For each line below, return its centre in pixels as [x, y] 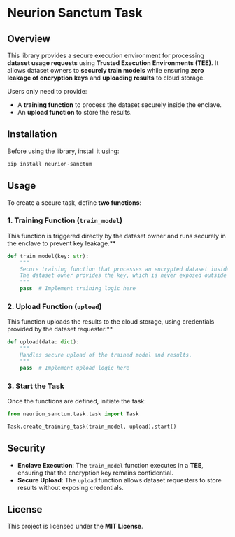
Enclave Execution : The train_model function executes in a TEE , [111, 465]
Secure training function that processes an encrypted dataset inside [125, 269]
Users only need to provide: [47, 91]
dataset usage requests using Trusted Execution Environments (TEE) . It [113, 63]
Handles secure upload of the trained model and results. [106, 355]
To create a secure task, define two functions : [74, 202]
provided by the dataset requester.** [60, 329]
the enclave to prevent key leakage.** [62, 243]
